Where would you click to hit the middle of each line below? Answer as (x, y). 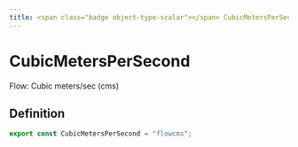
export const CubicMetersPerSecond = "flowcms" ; (101, 134)
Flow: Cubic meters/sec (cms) (64, 86)
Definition (37, 113)
